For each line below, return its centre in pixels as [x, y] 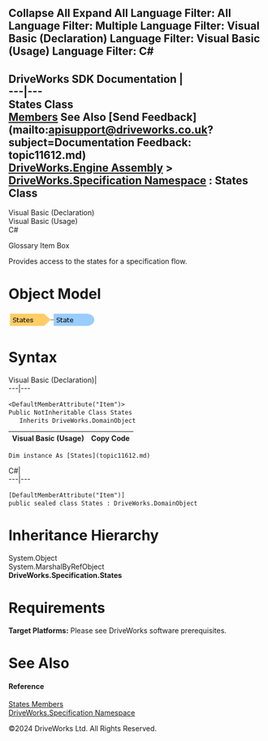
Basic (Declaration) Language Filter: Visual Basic [134, 39]
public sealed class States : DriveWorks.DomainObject [103, 504]
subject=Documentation [72, 142]
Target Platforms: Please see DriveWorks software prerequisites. [118, 630]
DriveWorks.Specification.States [65, 575]
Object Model [55, 294]
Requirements [57, 608]
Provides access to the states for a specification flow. [98, 261]
